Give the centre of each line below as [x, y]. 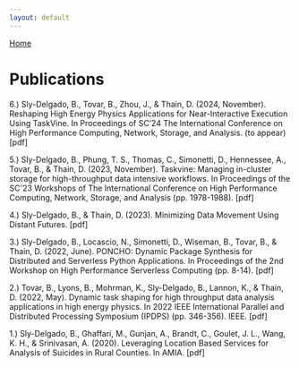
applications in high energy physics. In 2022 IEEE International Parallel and [147, 306]
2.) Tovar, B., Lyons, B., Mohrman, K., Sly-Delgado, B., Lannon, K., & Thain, [146, 287]
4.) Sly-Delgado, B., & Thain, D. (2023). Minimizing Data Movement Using [144, 215]
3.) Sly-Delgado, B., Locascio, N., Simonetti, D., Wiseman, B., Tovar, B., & [143, 242]
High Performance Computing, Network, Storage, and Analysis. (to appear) [148, 132]
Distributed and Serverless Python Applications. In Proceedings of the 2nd [146, 260]
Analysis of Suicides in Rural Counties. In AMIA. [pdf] [107, 352]
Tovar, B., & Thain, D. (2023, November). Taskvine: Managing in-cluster [141, 169]
